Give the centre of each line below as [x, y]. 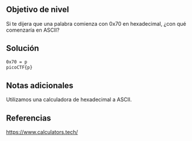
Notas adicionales [40, 85]
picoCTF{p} [19, 67]
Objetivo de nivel [38, 10]
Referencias [29, 118]
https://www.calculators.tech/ [42, 132]
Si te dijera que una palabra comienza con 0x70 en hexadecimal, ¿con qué [96, 23]
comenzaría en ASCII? [33, 30]
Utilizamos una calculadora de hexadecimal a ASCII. [69, 99]
